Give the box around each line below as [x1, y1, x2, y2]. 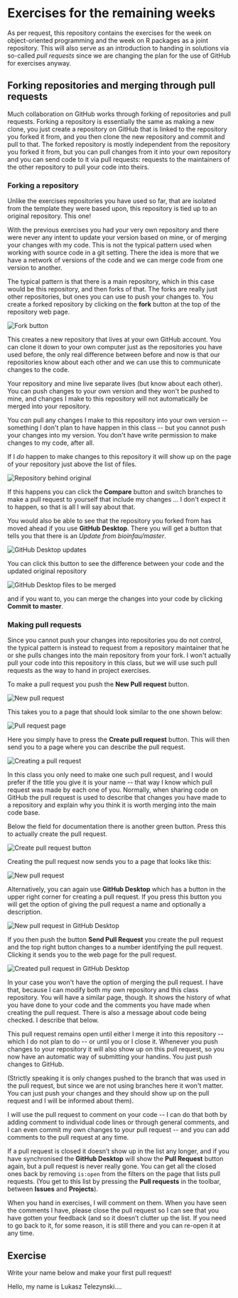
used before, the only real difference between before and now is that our [7, 351, 220, 359]
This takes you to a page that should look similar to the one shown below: [7, 708, 222, 716]
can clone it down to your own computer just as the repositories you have [7, 343, 222, 351]
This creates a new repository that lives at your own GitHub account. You [7, 335, 222, 344]
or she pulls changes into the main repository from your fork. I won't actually [7, 651, 232, 660]
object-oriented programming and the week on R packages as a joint [7, 36, 208, 44]
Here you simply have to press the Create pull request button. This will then [7, 736, 229, 744]
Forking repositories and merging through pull [7, 80, 216, 92]
